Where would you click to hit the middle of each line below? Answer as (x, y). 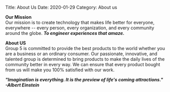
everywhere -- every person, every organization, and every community (80, 28)
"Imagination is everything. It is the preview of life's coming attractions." (84, 80)
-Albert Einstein (22, 85)
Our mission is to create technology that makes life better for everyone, (80, 22)
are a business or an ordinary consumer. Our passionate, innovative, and (81, 54)
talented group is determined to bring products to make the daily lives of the (85, 59)
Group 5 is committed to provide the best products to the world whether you (85, 48)
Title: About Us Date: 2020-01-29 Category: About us (61, 7)
